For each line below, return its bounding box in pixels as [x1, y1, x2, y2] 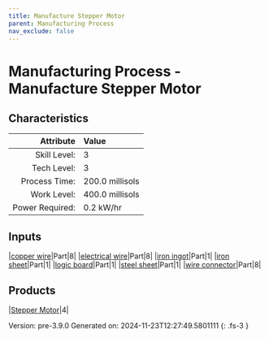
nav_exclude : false [8, 27, 75, 35]
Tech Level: [32, 162, 76, 174]
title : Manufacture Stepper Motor [8, 11, 126, 20]
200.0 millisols [83, 175, 140, 187]
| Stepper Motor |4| [8, 305, 69, 314]
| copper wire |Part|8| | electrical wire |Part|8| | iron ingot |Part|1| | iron [8, 251, 230, 261]
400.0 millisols [83, 188, 140, 200]
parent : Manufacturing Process [8, 19, 115, 28]
